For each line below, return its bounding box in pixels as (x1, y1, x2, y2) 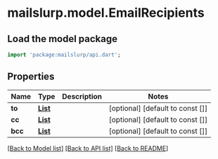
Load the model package (7, 33, 118, 45)
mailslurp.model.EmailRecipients (7, 5, 205, 21)
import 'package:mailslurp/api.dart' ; (7, 51, 121, 58)
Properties (7, 71, 55, 83)
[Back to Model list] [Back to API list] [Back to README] (7, 144, 169, 152)
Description (62, 91, 102, 101)
